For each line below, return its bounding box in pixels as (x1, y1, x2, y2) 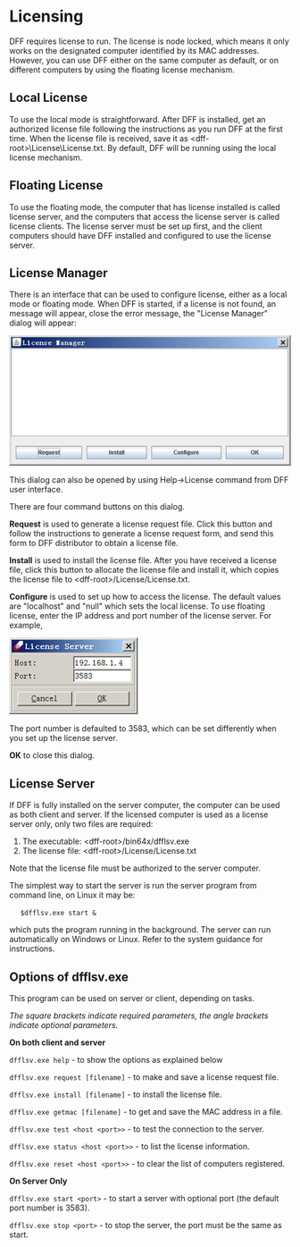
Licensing (9, 6, 84, 27)
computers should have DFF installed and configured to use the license (9, 230, 271, 240)
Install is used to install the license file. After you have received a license (9, 555, 277, 566)
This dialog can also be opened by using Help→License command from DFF (9, 475, 289, 485)
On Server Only (9, 1175, 68, 1186)
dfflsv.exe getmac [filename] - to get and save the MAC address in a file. (9, 1106, 283, 1116)
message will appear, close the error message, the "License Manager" (9, 308, 269, 319)
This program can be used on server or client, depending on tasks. (9, 992, 255, 1003)
